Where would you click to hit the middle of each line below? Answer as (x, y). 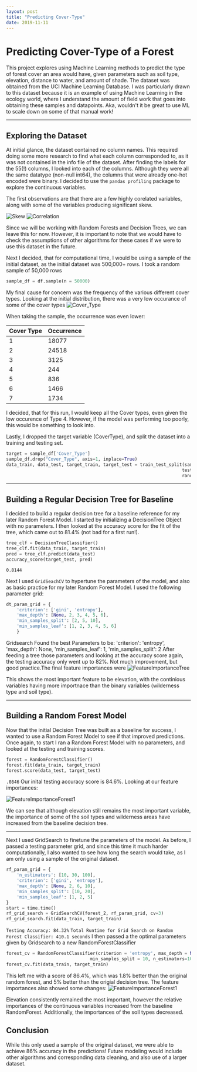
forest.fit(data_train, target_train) (53, 765)
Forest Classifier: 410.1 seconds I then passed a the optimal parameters (96, 937)
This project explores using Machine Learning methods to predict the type (96, 68)
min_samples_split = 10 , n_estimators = (139, 959)
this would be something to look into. (51, 425)
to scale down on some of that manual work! (60, 112)
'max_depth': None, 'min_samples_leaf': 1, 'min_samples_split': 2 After (90, 649)
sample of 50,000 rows (34, 271)
